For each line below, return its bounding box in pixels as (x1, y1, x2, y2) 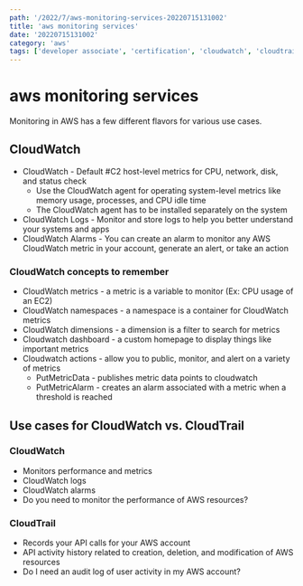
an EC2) (22, 296, 53, 307)
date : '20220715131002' (9, 30, 99, 39)
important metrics (22, 344, 89, 354)
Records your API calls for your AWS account (22, 537, 191, 548)
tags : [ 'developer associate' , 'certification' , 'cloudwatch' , (9, 47, 252, 56)
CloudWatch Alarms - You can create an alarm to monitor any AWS (22, 232, 271, 244)
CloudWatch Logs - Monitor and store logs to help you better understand (22, 213, 294, 224)
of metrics (22, 363, 61, 373)
